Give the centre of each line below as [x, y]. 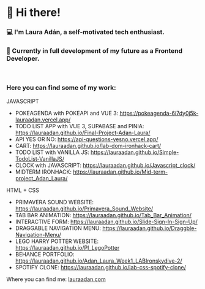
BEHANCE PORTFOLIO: [45, 254]
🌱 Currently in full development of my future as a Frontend [94, 51]
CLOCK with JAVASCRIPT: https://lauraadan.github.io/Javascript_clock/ [105, 165]
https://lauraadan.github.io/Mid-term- [121, 172]
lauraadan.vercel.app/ [43, 120]
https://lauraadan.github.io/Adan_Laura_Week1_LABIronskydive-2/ [99, 261]
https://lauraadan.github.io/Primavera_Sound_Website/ [84, 209]
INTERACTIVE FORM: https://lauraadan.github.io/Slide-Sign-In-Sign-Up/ [106, 222]
